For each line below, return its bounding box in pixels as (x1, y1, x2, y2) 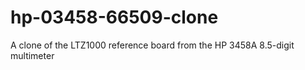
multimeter (10, 49, 55, 61)
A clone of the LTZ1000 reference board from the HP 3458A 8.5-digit (10, 39, 295, 51)
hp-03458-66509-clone (10, 6, 219, 29)
